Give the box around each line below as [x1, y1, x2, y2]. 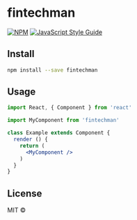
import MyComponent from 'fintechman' [7, 117, 120, 124]
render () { [13, 136, 49, 143]
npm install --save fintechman [7, 66, 98, 74]
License [7, 187, 42, 199]
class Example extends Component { [7, 129, 111, 136]
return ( [19, 142, 45, 149]
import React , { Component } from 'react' [7, 104, 132, 111]
